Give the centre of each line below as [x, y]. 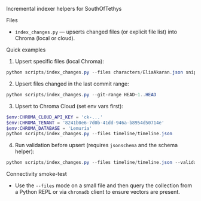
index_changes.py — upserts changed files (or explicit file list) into [96, 32]
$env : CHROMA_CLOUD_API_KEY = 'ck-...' [54, 117]
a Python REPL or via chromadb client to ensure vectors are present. [98, 192]
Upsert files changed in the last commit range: [72, 84]
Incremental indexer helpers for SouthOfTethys [64, 9]
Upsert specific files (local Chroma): [60, 61]
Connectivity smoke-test [36, 174]
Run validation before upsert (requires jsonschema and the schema [96, 145]
